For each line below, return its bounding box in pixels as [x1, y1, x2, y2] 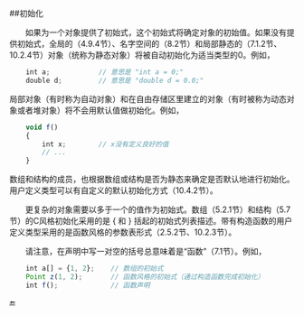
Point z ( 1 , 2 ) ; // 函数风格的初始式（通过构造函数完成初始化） [25, 273, 265, 282]
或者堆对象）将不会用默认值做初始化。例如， [16, 105, 184, 116]
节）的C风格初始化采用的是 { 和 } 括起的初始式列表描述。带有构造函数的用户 [9, 216, 292, 227]
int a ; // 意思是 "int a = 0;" [25, 68, 184, 77]
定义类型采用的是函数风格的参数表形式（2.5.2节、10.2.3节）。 [9, 227, 237, 237]
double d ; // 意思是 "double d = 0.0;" [25, 76, 204, 85]
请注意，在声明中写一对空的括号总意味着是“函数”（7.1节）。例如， [25, 246, 267, 257]
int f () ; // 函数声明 [25, 281, 151, 290]
